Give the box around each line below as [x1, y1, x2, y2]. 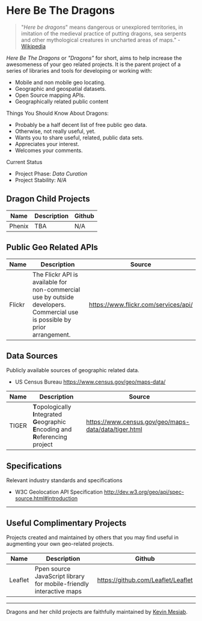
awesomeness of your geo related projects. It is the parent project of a [6, 61, 181, 68]
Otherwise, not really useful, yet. [14, 127, 96, 135]
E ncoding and [32, 425, 72, 433]
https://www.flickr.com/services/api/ [88, 300, 193, 308]
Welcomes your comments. [14, 147, 83, 154]
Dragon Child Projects [6, 194, 90, 204]
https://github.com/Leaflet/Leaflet [97, 576, 193, 584]
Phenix [9, 222, 29, 230]
